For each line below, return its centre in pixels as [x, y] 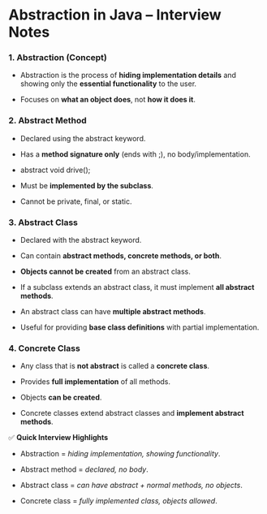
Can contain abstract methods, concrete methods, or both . [121, 256]
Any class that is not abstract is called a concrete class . [114, 366]
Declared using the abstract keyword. [83, 138]
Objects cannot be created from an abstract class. [105, 272]
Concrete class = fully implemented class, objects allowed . [118, 501]
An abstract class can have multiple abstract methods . [113, 312]
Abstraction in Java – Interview [115, 15]
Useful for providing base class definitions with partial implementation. [140, 327]
